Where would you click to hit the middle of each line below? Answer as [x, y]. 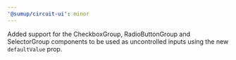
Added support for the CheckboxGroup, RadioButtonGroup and [99, 34]
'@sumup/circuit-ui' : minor [49, 14]
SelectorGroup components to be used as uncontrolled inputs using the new [118, 41]
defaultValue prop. [35, 49]
